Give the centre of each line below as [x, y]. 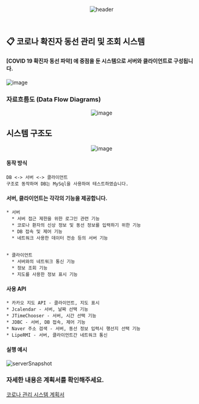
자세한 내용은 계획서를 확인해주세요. [55, 380]
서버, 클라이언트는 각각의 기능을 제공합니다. [57, 198]
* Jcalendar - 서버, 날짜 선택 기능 [47, 309]
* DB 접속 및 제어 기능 [37, 232]
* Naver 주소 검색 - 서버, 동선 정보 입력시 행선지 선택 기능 [73, 329]
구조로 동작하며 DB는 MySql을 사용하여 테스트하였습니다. [67, 184]
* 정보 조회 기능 [30, 268]
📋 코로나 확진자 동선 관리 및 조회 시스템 [76, 42]
